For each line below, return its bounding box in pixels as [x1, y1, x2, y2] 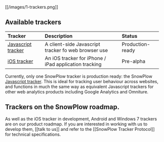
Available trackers [5, 18, 61, 26]
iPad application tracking [44, 61, 102, 68]
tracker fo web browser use [44, 47, 108, 53]
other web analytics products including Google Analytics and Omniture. [5, 89, 149, 94]
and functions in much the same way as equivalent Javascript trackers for [5, 84, 154, 89]
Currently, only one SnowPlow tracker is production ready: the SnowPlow [5, 73, 153, 79]
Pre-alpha [122, 58, 145, 65]
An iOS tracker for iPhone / [44, 54, 106, 61]
